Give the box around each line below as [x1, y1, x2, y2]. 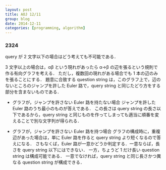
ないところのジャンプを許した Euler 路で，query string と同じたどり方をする [5, 83, 161, 89]
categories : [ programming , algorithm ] [5, 26, 85, 31]
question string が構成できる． [22, 159, 85, 166]
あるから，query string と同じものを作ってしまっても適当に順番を [21, 112, 155, 118]
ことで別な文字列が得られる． [21, 118, 82, 124]
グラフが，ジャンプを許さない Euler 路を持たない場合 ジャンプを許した [12, 99, 156, 105]
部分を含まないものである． [5, 89, 62, 95]
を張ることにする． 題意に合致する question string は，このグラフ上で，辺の [5, 77, 161, 83]
